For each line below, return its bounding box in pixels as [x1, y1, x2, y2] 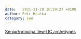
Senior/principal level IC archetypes [5, 29, 76, 35]
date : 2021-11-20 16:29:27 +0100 [5, 7, 77, 12]
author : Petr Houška [5, 11, 47, 16]
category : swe [5, 16, 34, 20]
